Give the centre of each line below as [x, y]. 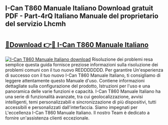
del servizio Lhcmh [36, 24]
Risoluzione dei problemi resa [122, 59]
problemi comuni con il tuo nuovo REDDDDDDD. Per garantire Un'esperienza [84, 70]
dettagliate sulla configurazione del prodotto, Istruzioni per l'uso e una [78, 86]
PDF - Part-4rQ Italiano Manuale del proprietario [82, 16]
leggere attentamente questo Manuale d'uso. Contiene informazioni [75, 81]
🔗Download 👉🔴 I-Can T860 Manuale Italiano [77, 45]
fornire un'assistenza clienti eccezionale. [47, 118]
